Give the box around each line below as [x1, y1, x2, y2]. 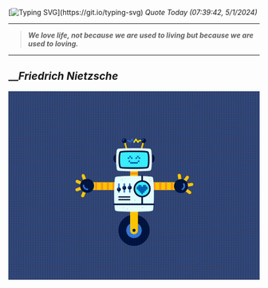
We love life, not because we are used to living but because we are [27, 30, 254, 40]
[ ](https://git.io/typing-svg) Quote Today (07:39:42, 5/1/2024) [8, 8, 258, 17]
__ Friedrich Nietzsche [8, 69, 119, 83]
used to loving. [27, 39, 79, 48]
